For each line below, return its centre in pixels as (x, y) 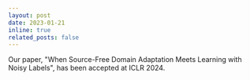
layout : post (30, 15)
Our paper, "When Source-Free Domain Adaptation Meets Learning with (125, 60)
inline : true (30, 30)
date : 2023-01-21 (37, 23)
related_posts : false (44, 37)
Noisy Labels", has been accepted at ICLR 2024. (87, 68)
